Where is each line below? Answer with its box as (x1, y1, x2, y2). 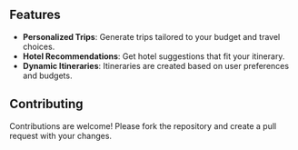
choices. (22, 41, 55, 52)
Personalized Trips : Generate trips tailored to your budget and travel (22, 31, 281, 42)
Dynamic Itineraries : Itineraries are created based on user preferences (22, 60, 289, 71)
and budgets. (22, 70, 73, 81)
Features (9, 7, 61, 23)
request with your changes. (9, 130, 112, 141)
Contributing (9, 96, 84, 112)
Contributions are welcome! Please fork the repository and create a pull (9, 120, 277, 131)
